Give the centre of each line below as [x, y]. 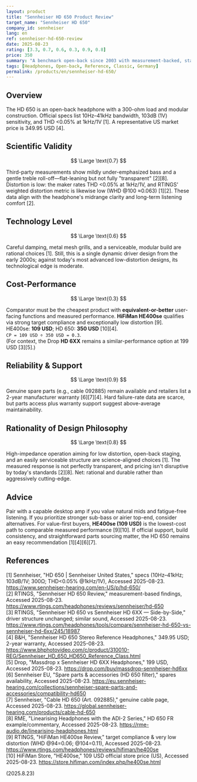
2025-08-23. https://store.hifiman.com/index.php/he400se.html [84, 762]
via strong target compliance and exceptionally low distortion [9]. [85, 322]
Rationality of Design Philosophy [67, 428]
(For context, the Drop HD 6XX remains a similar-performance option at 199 [97, 341]
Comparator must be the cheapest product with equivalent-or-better [90, 310]
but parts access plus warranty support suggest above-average [83, 404]
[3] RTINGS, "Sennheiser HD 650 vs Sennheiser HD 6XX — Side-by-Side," [96, 612]
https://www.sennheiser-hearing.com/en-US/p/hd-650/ [73, 587]
